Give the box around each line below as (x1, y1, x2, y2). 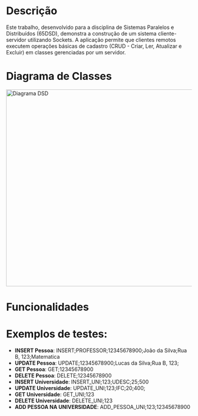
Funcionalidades (6, 300, 90, 314)
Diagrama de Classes (6, 70, 112, 83)
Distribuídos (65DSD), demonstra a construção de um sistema (6, 30, 157, 37)
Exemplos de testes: (6, 327, 108, 341)
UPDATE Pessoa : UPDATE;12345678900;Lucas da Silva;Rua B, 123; (14, 359, 179, 366)
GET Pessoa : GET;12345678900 (14, 366, 94, 373)
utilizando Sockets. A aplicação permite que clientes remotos (27, 36, 176, 43)
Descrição (6, 4, 58, 18)
